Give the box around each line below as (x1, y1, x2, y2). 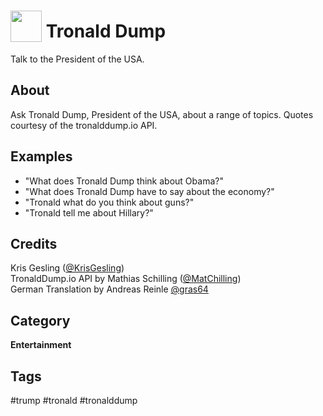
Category (10, 312, 71, 329)
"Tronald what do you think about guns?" (24, 196, 195, 208)
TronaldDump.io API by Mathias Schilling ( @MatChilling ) (10, 273, 242, 285)
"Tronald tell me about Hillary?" (24, 206, 154, 219)
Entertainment (10, 339, 72, 351)
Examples (10, 148, 73, 165)
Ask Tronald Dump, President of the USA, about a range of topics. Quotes (10, 108, 314, 120)
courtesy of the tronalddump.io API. (10, 119, 158, 131)
